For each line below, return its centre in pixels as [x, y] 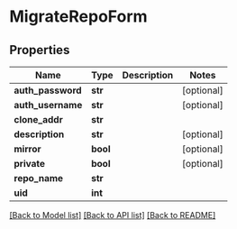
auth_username [48, 105]
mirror [28, 149]
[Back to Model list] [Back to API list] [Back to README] [113, 215]
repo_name [39, 178]
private [29, 164]
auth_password [48, 90]
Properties [40, 50]
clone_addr [38, 119]
